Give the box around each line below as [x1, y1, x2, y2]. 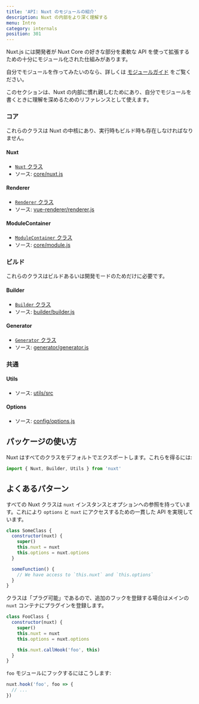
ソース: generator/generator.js [14, 343, 89, 351]
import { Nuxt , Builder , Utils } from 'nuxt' [6, 465, 121, 471]
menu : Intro [6, 20, 36, 26]
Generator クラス [14, 336, 57, 343]
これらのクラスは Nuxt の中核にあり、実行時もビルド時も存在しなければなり [6, 127, 194, 135]
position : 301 [6, 31, 42, 37]
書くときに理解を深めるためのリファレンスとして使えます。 [6, 96, 152, 103]
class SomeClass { [6, 528, 52, 534]
